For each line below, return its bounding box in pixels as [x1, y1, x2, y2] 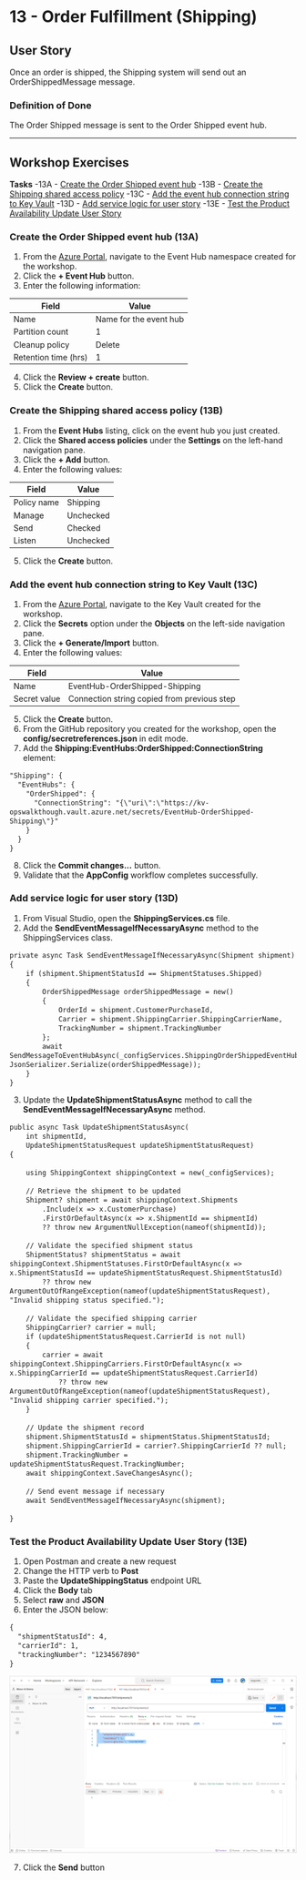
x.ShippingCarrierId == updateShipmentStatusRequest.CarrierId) [9, 1368, 259, 1377]
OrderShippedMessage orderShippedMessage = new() [42, 987, 234, 996]
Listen [13, 535, 36, 546]
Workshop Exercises [9, 155, 129, 170]
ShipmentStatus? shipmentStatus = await [25, 1250, 181, 1259]
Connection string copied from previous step [67, 694, 236, 704]
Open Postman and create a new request [22, 1556, 177, 1567]
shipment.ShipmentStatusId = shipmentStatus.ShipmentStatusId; [25, 1432, 271, 1441]
